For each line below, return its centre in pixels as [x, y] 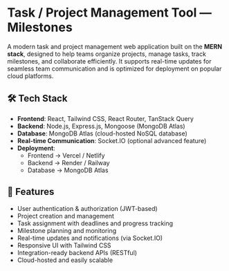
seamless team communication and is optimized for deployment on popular [114, 68]
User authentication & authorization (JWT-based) [87, 208]
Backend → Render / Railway [68, 162]
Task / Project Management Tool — [110, 13]
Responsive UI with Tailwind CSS [64, 245]
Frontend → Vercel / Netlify [66, 155]
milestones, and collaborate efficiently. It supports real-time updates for [109, 61]
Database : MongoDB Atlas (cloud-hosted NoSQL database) [102, 133]
